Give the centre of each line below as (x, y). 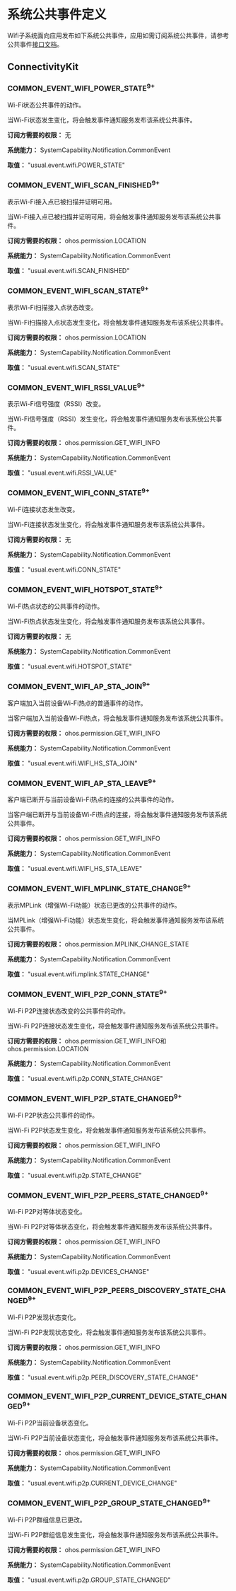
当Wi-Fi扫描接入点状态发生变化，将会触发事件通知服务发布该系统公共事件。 (117, 322)
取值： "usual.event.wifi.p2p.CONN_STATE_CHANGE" (85, 1078)
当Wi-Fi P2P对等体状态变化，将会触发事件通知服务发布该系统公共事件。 (112, 1227)
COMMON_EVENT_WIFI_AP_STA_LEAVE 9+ (82, 782)
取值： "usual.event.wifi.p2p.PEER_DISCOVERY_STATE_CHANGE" (103, 1377)
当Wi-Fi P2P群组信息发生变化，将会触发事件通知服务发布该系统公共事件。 (115, 1534)
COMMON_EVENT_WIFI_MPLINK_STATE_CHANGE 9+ (99, 888)
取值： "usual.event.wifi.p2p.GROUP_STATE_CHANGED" (89, 1580)
